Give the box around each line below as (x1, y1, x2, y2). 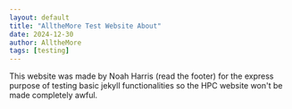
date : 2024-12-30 (9, 29, 74, 38)
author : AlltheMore (9, 38, 82, 47)
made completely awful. (9, 90, 98, 101)
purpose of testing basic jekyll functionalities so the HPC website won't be (9, 80, 283, 91)
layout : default (9, 13, 70, 22)
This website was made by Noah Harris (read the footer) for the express (9, 71, 274, 81)
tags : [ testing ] (9, 46, 70, 55)
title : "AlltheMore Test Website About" (9, 21, 163, 30)
